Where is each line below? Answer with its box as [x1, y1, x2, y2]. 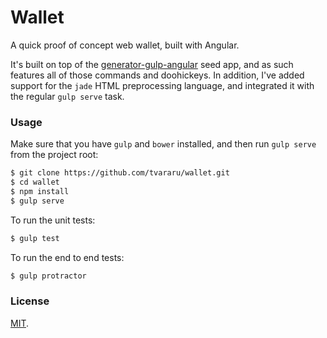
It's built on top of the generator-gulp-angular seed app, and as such [10, 58, 294, 70]
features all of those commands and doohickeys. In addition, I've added [10, 69, 305, 81]
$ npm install [10, 186, 70, 196]
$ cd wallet [10, 177, 60, 188]
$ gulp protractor [10, 271, 87, 281]
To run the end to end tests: [10, 251, 125, 263]
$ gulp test [10, 233, 60, 243]
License [10, 294, 50, 308]
